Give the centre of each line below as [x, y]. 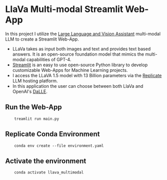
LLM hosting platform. [35, 81]
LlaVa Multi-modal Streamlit [64, 9]
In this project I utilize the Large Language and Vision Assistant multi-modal [83, 34]
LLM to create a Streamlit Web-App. [42, 39]
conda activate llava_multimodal [49, 172]
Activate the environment [46, 161]
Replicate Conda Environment [52, 134]
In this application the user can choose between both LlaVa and [78, 86]
